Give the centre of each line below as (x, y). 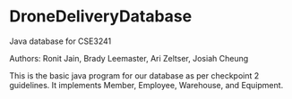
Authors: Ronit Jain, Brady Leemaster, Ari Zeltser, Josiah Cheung (129, 58)
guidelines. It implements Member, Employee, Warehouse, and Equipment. (146, 85)
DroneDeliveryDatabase (101, 16)
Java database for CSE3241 (60, 41)
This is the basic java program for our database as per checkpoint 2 (134, 75)
